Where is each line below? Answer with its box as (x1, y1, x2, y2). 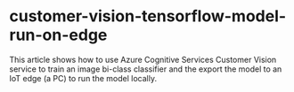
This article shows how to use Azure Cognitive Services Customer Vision (9, 54, 277, 65)
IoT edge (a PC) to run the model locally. (9, 73, 158, 83)
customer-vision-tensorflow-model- (9, 6, 287, 27)
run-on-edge (9, 25, 108, 45)
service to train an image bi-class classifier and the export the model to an (9, 64, 282, 74)
